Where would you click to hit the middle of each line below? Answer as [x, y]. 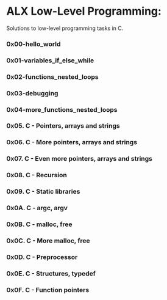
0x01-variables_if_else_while [50, 60]
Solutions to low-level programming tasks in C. [65, 28]
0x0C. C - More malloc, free [48, 241]
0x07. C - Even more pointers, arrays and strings [80, 159]
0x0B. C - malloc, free [39, 224]
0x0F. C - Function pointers [48, 290]
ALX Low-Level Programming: [84, 11]
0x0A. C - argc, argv [37, 208]
